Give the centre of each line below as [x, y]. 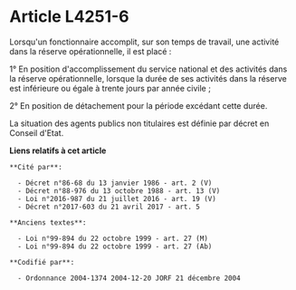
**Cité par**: [36, 167]
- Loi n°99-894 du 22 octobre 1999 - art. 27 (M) [113, 238]
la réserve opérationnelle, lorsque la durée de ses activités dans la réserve [148, 78]
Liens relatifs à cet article [58, 150]
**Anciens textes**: [48, 222]
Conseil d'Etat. [37, 132]
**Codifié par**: [42, 262]
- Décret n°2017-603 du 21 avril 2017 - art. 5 [109, 207]
